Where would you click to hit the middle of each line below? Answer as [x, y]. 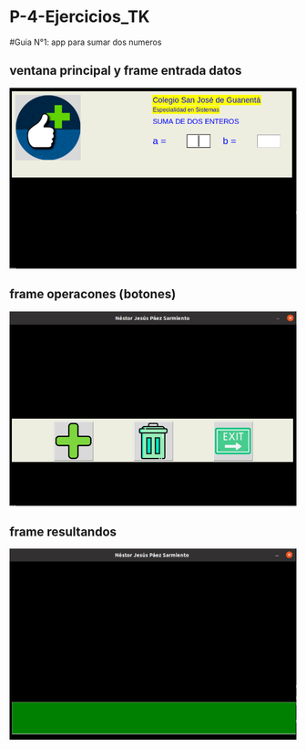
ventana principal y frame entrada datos [126, 71]
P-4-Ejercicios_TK [80, 17]
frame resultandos [63, 531]
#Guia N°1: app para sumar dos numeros [86, 42]
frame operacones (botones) [93, 294]
